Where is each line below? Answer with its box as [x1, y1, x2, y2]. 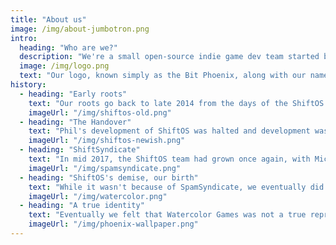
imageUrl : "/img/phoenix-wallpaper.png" [28, 219, 199, 230]
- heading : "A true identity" [19, 201, 145, 211]
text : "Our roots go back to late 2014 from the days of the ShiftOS [28, 98, 325, 108]
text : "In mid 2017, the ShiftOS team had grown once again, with [28, 154, 311, 164]
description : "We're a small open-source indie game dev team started [19, 52, 320, 62]
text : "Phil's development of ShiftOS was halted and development [28, 126, 311, 136]
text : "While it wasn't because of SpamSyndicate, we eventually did [28, 182, 325, 192]
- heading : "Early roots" [19, 89, 128, 99]
